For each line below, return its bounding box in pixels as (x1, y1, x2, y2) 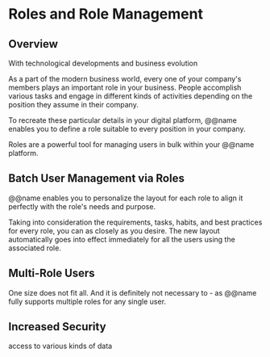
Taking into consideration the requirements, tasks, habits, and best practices (8, 217, 263, 227)
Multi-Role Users (8, 267, 95, 280)
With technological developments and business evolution (8, 58, 198, 68)
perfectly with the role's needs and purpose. (8, 201, 156, 211)
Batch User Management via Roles (8, 171, 185, 186)
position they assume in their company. (8, 100, 139, 109)
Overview (8, 37, 59, 51)
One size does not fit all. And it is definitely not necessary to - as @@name (8, 288, 257, 297)
